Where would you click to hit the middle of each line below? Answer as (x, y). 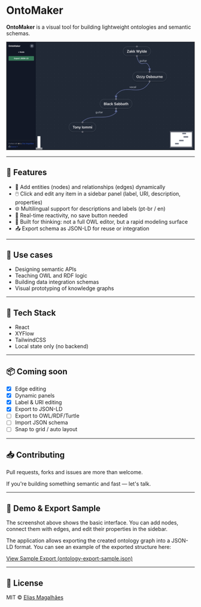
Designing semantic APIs (45, 269)
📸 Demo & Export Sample (53, 508)
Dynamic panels (35, 396)
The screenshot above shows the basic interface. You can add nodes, (92, 523)
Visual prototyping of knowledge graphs (64, 288)
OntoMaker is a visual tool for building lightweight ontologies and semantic (99, 27)
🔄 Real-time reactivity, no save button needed (71, 215)
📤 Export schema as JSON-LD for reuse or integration (82, 228)
